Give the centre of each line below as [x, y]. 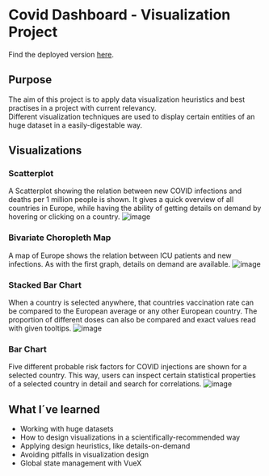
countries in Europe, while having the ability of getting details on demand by [135, 209]
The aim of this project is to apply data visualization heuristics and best [126, 99]
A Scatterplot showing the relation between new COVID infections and [125, 191]
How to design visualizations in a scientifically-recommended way [130, 437]
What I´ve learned [55, 409]
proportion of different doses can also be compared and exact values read [132, 320]
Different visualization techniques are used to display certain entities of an [132, 116]
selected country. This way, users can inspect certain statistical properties [132, 375]
